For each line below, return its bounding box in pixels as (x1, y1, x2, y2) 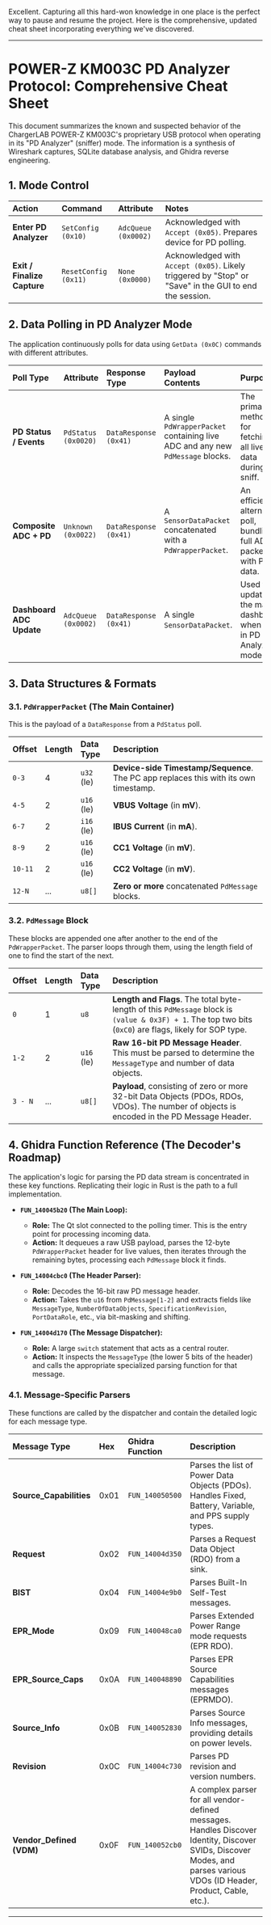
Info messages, (190, 1717, 248, 1729)
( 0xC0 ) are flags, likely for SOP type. (112, 1024, 248, 1035)
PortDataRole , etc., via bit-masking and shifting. (31, 1312, 191, 1322)
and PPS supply (190, 1509, 250, 1521)
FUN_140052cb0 (127, 1840, 182, 1850)
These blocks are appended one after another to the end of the (8, 933, 219, 943)
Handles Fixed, (190, 1489, 247, 1501)
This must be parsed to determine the (112, 1047, 256, 1058)
